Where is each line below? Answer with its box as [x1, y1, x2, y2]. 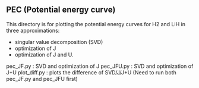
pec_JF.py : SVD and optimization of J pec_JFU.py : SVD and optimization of [6, 62, 194, 70]
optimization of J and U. [14, 51, 74, 58]
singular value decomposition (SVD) [14, 38, 103, 45]
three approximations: [6, 27, 60, 34]
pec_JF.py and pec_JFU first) [6, 75, 78, 82]
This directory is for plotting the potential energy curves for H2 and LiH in [6, 20, 186, 27]
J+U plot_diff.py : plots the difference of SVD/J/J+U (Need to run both [6, 68, 176, 76]
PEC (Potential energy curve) [6, 5, 116, 15]
